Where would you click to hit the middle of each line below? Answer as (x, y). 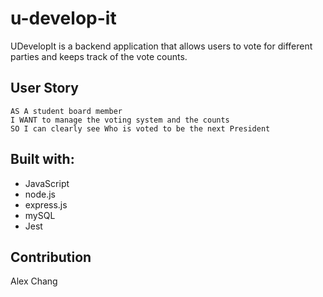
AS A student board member (66, 111)
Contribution (51, 257)
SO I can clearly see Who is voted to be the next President (140, 128)
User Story (44, 88)
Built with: (42, 159)
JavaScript (47, 183)
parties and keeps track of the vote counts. (99, 56)
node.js (40, 194)
